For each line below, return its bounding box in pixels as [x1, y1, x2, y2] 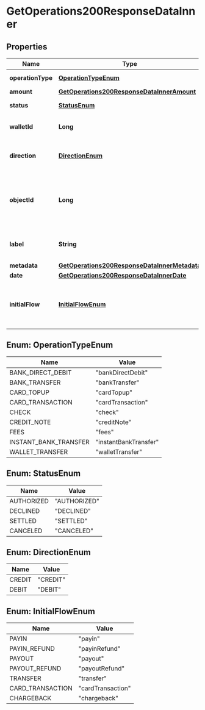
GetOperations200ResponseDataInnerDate [58, 271, 187, 279]
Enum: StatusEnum [6, 468, 81, 479]
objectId [9, 196, 34, 204]
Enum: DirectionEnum [6, 547, 92, 558]
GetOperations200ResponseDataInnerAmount [58, 87, 196, 96]
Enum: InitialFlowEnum [6, 606, 96, 617]
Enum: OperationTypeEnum [6, 340, 113, 350]
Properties [6, 41, 48, 52]
